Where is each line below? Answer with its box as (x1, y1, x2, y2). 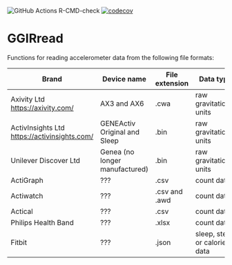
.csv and (155, 186, 183, 196)
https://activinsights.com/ (10, 131, 94, 141)
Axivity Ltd (10, 94, 45, 104)
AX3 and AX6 (99, 99, 144, 108)
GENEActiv (99, 118, 136, 128)
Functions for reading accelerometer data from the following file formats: (7, 53, 214, 61)
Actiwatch (10, 190, 43, 200)
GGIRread (7, 31, 64, 46)
